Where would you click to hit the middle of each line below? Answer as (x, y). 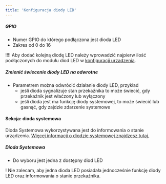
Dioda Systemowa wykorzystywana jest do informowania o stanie (75, 130)
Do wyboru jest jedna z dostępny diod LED (58, 160)
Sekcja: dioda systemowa (33, 119)
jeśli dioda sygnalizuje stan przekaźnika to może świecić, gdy (85, 90)
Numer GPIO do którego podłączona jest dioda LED (67, 40)
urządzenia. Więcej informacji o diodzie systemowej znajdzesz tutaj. (77, 135)
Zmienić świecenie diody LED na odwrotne (52, 72)
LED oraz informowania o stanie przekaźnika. (53, 176)
